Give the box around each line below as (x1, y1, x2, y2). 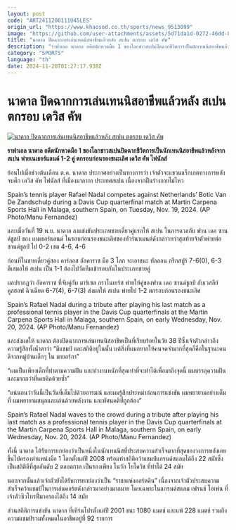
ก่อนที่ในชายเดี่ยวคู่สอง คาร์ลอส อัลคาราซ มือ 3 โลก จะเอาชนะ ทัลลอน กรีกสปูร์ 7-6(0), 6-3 (7, 256, 222, 265)
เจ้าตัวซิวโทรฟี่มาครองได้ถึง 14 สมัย (7, 492, 88, 500)
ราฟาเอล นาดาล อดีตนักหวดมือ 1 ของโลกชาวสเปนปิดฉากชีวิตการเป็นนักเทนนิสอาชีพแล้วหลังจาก (7, 146, 225, 155)
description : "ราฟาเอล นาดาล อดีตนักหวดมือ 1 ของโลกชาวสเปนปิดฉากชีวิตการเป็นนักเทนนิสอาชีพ (7, 43, 223, 50)
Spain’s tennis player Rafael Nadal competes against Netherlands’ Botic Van (7, 190, 227, 198)
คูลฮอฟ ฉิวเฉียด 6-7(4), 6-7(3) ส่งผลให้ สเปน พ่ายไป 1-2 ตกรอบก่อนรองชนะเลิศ (7, 286, 201, 294)
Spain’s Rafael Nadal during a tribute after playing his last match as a (7, 300, 206, 308)
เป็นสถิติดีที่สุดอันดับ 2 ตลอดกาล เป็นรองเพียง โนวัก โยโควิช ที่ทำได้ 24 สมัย (7, 462, 184, 470)
